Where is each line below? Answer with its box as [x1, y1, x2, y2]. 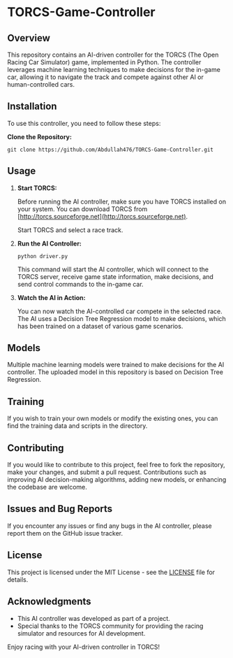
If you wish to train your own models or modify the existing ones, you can [7, 414, 218, 423]
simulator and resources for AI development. [17, 629, 146, 637]
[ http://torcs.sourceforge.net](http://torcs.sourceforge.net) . [17, 212, 188, 220]
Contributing [7, 442, 64, 454]
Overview [7, 32, 51, 44]
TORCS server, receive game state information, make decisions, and [17, 272, 214, 280]
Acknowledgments [7, 596, 92, 608]
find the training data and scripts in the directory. [7, 422, 148, 430]
